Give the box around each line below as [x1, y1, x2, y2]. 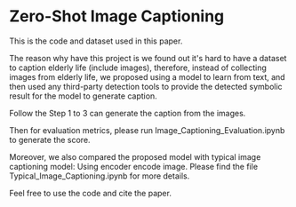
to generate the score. [9, 134, 91, 145]
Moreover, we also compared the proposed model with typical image [9, 151, 261, 162]
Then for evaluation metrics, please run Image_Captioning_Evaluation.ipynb [9, 124, 285, 135]
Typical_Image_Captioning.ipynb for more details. [9, 171, 190, 181]
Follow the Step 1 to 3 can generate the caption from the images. [9, 107, 246, 118]
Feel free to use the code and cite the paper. [9, 187, 172, 198]
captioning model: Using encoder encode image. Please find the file [9, 161, 259, 171]
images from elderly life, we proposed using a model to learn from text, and [9, 71, 286, 82]
